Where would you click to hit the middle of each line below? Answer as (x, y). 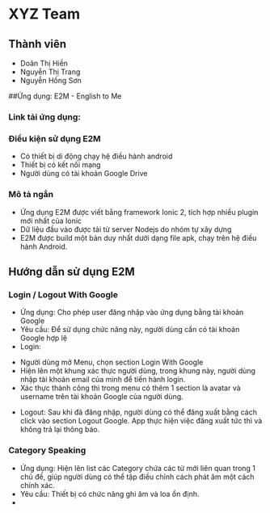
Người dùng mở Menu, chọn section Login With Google (112, 362)
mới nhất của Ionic (51, 221)
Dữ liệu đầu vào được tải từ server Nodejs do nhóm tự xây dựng (126, 229)
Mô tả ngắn (31, 195)
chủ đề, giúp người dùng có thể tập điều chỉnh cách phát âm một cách (137, 477)
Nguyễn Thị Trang (50, 72)
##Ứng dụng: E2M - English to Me (65, 96)
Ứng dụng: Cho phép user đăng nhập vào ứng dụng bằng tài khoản (132, 313)
